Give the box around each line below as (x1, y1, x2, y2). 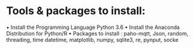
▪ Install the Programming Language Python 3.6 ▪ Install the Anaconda (6, 24, 180, 31)
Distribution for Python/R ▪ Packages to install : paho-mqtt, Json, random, (6, 30, 189, 37)
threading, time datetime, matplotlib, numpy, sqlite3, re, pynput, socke (6, 36, 178, 43)
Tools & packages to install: (6, 4, 145, 18)
